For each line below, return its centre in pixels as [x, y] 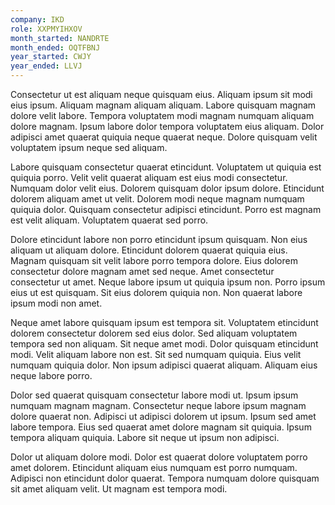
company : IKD [37, 19]
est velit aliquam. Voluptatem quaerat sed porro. [109, 220]
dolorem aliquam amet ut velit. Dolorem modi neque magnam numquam [157, 199]
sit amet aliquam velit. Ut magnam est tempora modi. [119, 489]
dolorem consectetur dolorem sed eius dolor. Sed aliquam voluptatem [154, 333]
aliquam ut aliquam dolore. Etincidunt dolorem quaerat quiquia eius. [149, 250]
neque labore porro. [51, 375]
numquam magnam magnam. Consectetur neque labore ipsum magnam [158, 405]
